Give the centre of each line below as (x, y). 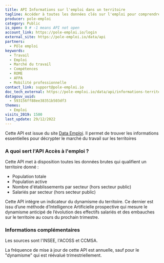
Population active (30, 182)
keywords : (15, 51)
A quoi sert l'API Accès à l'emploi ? (47, 151)
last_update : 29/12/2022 (30, 119)
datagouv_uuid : (20, 96)
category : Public (23, 23)
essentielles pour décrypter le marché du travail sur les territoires (71, 138)
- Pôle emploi (24, 46)
